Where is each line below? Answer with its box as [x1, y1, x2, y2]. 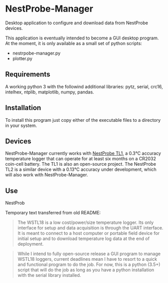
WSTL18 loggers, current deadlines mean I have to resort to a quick [17, 256, 157, 262]
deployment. [17, 241, 44, 247]
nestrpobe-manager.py [12, 50, 61, 56]
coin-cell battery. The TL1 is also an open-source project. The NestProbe [5, 161, 156, 167]
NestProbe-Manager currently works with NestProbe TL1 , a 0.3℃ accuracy [5, 150, 161, 157]
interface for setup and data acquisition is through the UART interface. [17, 225, 163, 231]
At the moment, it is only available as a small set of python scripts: [5, 40, 142, 46]
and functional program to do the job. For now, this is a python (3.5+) [17, 261, 160, 268]
